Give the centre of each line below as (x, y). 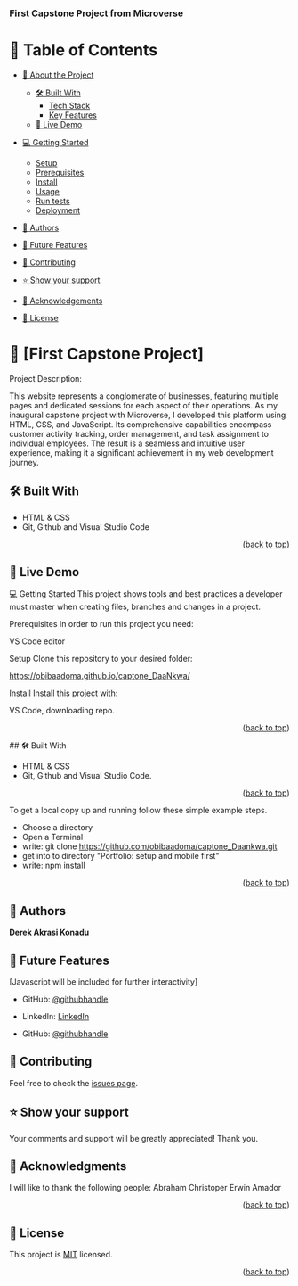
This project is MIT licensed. (61, 1255)
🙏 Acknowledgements (62, 301)
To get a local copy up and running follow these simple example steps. (138, 811)
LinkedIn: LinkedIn (56, 1017)
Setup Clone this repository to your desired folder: (101, 659)
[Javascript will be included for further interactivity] (104, 982)
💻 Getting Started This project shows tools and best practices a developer (146, 594)
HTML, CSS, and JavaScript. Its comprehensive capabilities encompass (141, 424)
